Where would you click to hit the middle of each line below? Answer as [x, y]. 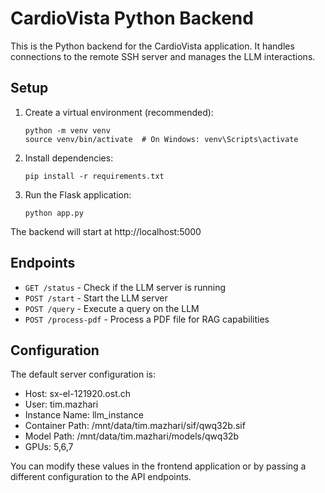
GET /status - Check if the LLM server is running [125, 287]
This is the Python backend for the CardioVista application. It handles [152, 46]
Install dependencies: [69, 158]
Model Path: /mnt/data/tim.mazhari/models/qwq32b [132, 436]
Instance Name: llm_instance [84, 415]
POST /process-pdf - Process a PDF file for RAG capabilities [147, 319]
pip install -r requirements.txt [94, 176]
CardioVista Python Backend [132, 18]
